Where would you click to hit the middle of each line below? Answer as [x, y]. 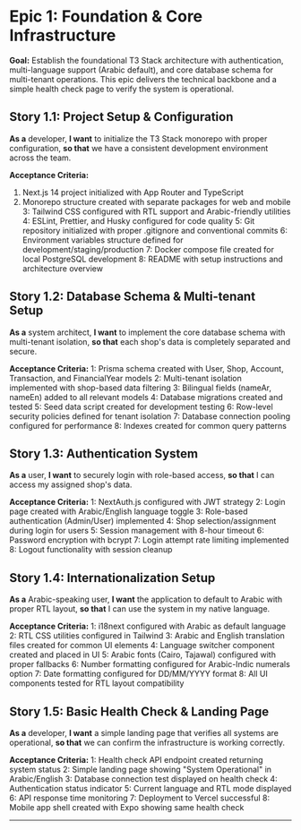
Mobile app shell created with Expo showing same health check [127, 807]
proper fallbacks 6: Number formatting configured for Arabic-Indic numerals [150, 664]
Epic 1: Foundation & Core [106, 17]
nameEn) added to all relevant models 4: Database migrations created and [146, 397]
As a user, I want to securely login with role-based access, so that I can [142, 475]
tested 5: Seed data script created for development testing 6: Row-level [141, 406]
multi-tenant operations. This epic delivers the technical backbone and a [143, 79]
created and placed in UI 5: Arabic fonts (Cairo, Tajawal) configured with [142, 655]
